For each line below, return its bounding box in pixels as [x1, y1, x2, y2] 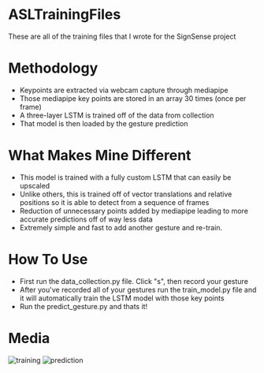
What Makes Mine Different [8, 147, 191, 165]
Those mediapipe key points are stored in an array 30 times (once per [19, 93, 247, 103]
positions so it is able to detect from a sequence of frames [19, 197, 210, 207]
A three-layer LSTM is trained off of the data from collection [19, 110, 214, 120]
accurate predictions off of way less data [19, 214, 154, 224]
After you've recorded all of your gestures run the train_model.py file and [19, 285, 257, 294]
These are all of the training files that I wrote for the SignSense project [8, 32, 236, 41]
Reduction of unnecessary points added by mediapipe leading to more [19, 206, 248, 215]
